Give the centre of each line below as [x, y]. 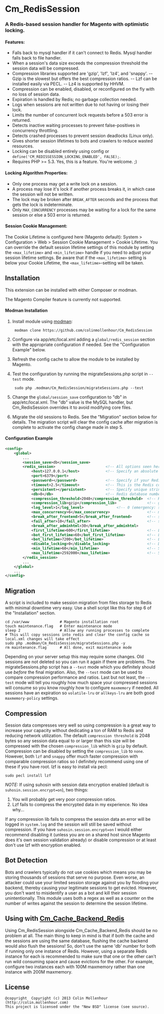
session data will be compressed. [46, 68]
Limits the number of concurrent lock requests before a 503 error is [80, 115]
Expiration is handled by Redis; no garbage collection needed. [74, 100]
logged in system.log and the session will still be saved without [68, 824]
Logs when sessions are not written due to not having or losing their [81, 105]
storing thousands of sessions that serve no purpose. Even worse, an [75, 877]
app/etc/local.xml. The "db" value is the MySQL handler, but [72, 402]
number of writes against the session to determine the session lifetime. [76, 903]
